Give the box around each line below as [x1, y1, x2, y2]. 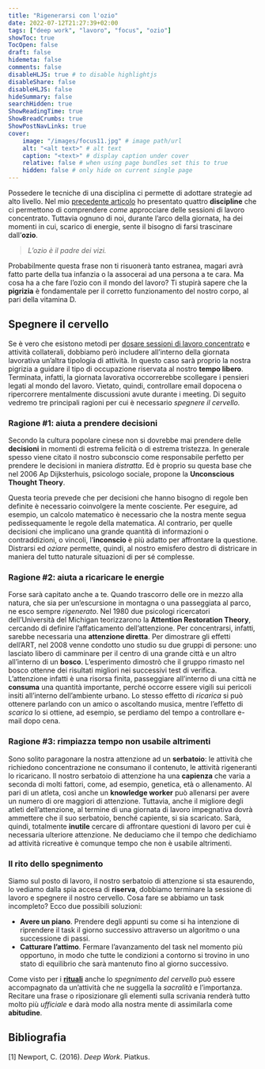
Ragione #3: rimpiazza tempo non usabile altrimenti [8, 736, 211, 747]
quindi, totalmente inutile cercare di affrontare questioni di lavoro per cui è [8, 822, 252, 831]
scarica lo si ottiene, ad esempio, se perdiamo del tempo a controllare [8, 707, 236, 718]
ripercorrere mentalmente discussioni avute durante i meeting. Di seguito [8, 389, 247, 399]
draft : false [8, 48, 51, 56]
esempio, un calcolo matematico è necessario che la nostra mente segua [8, 510, 247, 519]
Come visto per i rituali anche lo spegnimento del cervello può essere [8, 975, 236, 983]
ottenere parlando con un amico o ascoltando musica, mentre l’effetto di [8, 699, 244, 709]
